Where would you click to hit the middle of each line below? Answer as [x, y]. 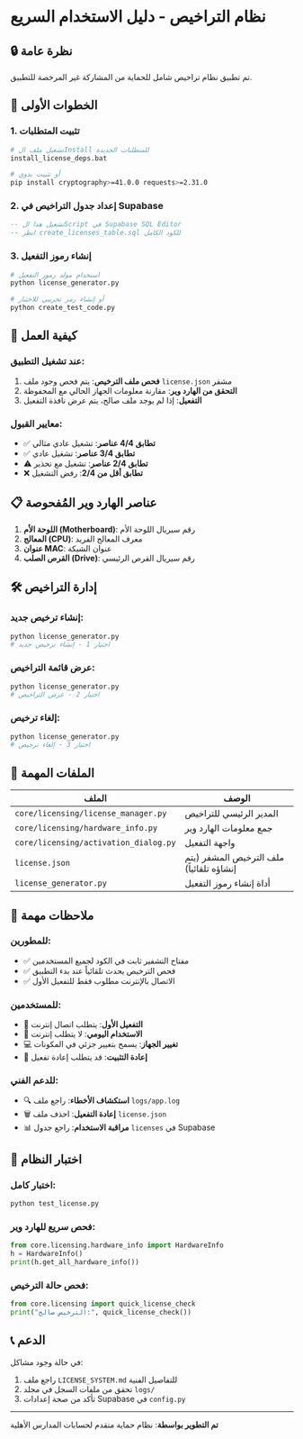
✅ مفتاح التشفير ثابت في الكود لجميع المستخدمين [106, 961]
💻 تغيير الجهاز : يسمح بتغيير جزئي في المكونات [101, 1044]
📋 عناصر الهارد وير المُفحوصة [84, 503]
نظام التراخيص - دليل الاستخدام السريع [138, 17]
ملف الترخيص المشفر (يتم [235, 858]
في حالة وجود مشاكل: [47, 1362]
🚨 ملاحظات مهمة [52, 915]
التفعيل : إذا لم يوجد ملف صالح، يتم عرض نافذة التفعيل [112, 400]
